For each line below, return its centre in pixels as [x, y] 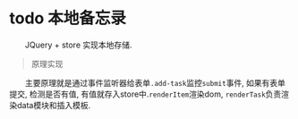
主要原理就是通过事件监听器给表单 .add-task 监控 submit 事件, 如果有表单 [156, 82]
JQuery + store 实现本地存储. [79, 45]
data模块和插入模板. [54, 105]
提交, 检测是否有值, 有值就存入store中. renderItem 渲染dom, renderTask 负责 [145, 94]
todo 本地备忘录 [68, 18]
